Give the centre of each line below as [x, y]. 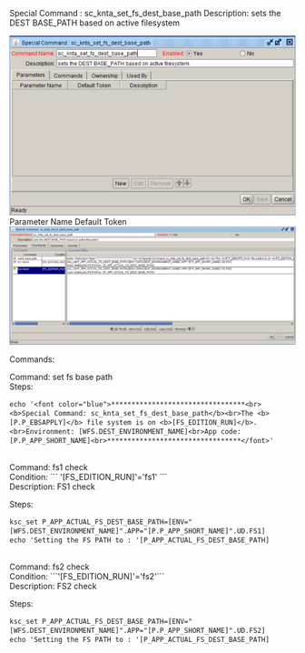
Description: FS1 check [52, 487]
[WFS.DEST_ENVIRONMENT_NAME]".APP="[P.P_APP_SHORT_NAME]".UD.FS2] [138, 630]
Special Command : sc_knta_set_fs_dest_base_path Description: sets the [145, 13]
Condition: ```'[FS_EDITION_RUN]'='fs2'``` [87, 576]
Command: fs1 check [49, 467]
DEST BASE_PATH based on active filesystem [94, 23]
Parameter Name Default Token [68, 222]
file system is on [121, 422]
